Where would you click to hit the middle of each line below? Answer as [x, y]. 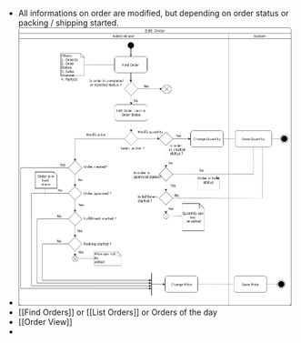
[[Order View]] [45, 321]
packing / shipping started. [69, 23]
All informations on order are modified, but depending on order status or [153, 13]
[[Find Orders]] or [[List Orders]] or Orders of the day [118, 312]
